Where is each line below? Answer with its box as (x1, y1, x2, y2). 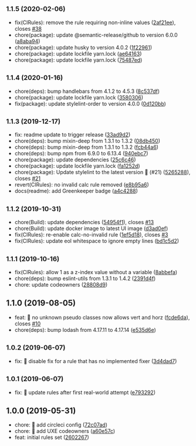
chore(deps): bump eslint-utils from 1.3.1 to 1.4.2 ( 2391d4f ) (14, 275, 156, 282)
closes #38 (14, 25, 42, 32)
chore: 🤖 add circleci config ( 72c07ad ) (14, 421, 107, 428)
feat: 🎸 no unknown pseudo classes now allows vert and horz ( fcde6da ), (14, 314, 190, 321)
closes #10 (14, 320, 41, 327)
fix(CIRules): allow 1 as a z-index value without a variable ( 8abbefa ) (14, 269, 178, 276)
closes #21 (14, 175, 41, 182)
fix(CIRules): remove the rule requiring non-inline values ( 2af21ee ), (14, 19, 176, 26)
